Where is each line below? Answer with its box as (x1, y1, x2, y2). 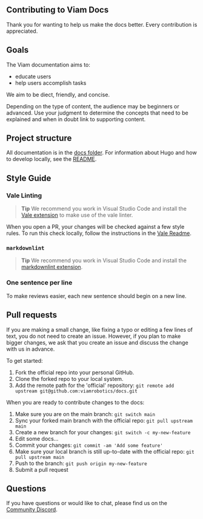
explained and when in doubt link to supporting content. (6, 115, 146, 123)
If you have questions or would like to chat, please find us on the (6, 500, 168, 507)
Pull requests (6, 310, 58, 320)
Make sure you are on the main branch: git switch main (15, 410, 156, 417)
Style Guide (6, 173, 52, 183)
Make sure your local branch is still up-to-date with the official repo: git (15, 448, 195, 455)
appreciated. (6, 27, 38, 35)
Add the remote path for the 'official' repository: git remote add (15, 382, 175, 389)
